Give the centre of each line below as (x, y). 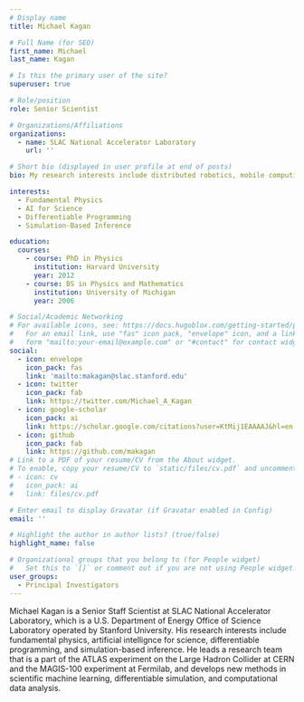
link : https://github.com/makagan (90, 452)
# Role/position (40, 101)
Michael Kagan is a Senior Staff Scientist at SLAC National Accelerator (140, 611)
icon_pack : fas (54, 368)
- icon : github (46, 435)
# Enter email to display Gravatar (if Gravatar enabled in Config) (141, 510)
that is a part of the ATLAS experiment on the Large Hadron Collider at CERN (152, 659)
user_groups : (34, 576)
